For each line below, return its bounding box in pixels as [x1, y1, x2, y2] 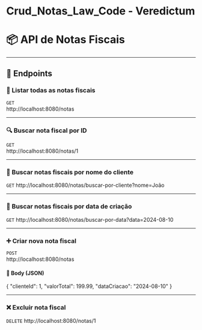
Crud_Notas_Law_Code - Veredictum [6, 4, 195, 18]
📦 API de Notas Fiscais [6, 33, 125, 46]
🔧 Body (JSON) [6, 269, 44, 277]
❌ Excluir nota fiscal [6, 304, 66, 312]
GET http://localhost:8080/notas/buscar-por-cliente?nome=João [6, 182, 165, 189]
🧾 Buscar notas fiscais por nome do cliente [6, 168, 134, 177]
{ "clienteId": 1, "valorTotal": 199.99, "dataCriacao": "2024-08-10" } [6, 283, 173, 290]
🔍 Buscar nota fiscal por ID [6, 126, 87, 135]
